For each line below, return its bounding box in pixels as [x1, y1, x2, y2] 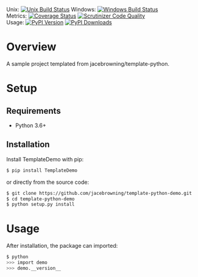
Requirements [6, 105, 61, 116]
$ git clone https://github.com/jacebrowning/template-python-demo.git [6, 190, 192, 196]
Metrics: [6, 12, 27, 19]
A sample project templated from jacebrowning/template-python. [6, 60, 169, 67]
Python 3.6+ [15, 122, 47, 129]
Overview [6, 40, 57, 54]
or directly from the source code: [6, 178, 90, 186]
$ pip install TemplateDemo [6, 167, 78, 174]
